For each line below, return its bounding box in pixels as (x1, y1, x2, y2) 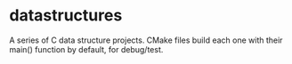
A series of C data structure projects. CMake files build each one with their (9, 35, 283, 45)
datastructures (9, 5, 123, 26)
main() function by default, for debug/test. (9, 44, 164, 54)
